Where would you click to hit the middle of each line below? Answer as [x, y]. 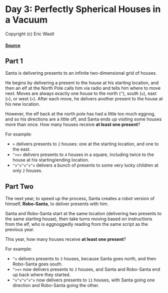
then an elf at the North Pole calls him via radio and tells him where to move [83, 88]
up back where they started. [41, 275]
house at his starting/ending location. [51, 160]
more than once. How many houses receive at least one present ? [73, 124]
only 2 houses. [27, 171]
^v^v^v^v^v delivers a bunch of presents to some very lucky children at [85, 165]
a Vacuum [26, 20]
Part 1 [14, 61]
